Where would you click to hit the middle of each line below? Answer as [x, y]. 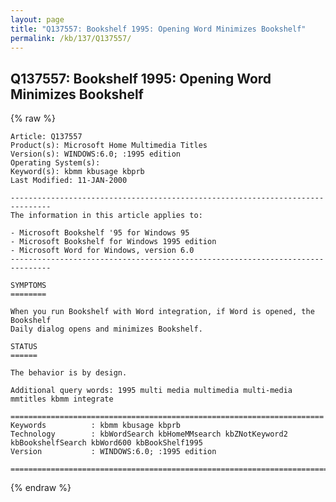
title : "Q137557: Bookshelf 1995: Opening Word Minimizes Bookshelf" [158, 29]
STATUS [24, 347]
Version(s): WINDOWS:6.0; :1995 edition [96, 154]
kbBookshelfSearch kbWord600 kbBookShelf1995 [106, 443]
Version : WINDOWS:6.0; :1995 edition [113, 452]
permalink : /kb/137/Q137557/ [71, 38]
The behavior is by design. [69, 373]
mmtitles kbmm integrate [62, 399]
